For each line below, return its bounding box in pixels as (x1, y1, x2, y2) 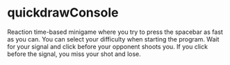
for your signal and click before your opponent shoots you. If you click (7, 42, 208, 50)
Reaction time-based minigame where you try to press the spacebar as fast (7, 28, 224, 36)
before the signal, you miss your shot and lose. (7, 50, 141, 58)
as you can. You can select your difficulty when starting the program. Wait (7, 35, 220, 43)
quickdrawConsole (7, 5, 119, 21)
